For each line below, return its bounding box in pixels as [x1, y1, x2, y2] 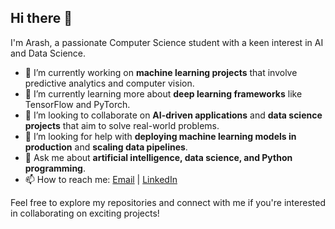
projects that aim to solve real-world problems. [24, 119, 220, 131]
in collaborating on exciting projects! [10, 207, 160, 219]
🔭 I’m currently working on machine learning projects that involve [24, 66, 298, 78]
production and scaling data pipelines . [24, 141, 188, 153]
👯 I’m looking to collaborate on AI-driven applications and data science [24, 109, 323, 121]
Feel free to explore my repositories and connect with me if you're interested [10, 196, 326, 208]
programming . [24, 162, 87, 174]
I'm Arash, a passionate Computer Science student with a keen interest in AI [10, 36, 324, 48]
